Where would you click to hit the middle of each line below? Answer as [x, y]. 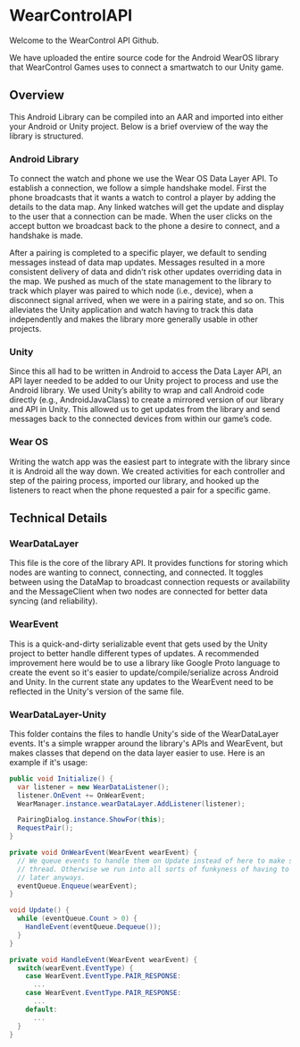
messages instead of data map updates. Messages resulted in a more [137, 262]
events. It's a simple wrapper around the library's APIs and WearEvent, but [146, 743]
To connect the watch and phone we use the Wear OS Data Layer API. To [144, 179]
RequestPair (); [46, 828]
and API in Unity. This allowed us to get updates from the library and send [145, 410]
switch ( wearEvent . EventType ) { [75, 968]
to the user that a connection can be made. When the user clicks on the [141, 216]
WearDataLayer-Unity [58, 714]
